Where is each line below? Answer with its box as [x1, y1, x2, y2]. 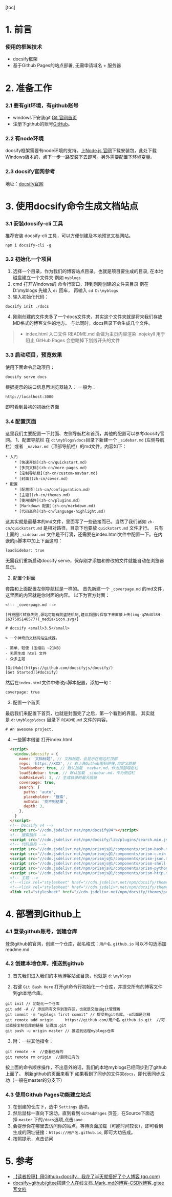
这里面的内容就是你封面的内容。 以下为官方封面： [5, 592, 110, 598]
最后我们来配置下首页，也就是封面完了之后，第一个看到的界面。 [5, 710, 140, 716]
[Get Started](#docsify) [5, 669, 58, 675]
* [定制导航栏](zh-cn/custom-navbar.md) [14, 471, 98, 476]
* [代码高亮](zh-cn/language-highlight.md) [14, 509, 106, 514]
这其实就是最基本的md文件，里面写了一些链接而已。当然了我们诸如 [5, 518, 147, 524]
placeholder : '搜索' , [24, 794, 68, 800]
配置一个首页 [12, 699, 40, 705]
